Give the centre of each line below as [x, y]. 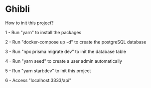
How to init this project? [29, 23]
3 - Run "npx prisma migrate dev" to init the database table [66, 51]
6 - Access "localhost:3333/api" [38, 80]
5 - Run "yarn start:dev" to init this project [48, 71]
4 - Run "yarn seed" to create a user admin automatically [64, 61]
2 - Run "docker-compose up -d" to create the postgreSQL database [76, 42]
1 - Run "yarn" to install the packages [43, 32]
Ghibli [17, 9]
